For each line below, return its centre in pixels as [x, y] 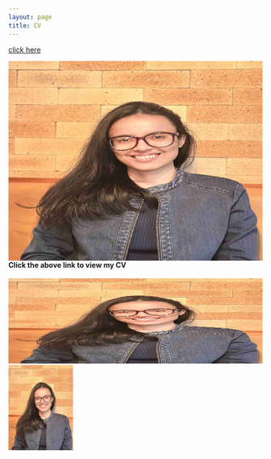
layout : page [30, 17]
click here [25, 49]
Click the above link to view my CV [67, 265]
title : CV [25, 25]
